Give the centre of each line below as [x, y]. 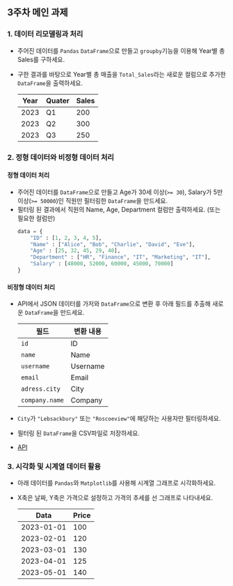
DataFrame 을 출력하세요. [50, 83]
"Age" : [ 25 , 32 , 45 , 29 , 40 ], [75, 251]
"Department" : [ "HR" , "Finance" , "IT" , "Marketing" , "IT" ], [120, 257]
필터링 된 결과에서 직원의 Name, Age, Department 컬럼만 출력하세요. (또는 [119, 209]
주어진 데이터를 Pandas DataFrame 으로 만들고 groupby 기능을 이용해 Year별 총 [121, 50]
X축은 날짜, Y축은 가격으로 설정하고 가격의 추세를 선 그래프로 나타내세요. [115, 498]
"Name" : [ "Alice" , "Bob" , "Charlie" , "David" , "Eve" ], [113, 244]
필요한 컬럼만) [36, 218]
